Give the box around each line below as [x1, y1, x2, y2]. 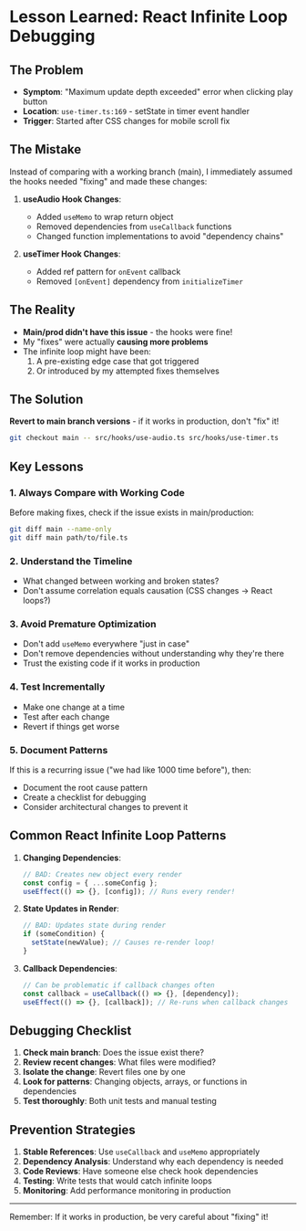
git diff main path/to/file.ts [9, 532, 128, 542]
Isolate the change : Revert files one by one [22, 1067, 186, 1078]
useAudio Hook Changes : [22, 194, 121, 205]
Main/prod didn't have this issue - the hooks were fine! [22, 326, 233, 337]
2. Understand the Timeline [9, 554, 133, 567]
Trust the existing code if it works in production [22, 658, 200, 668]
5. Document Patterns [9, 743, 108, 756]
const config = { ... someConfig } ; [22, 879, 158, 888]
